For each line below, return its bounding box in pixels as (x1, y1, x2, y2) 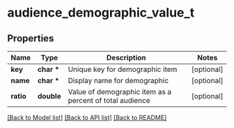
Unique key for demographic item (68, 64, 178, 74)
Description (107, 53, 146, 62)
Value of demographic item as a (68, 87, 172, 96)
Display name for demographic (68, 76, 169, 85)
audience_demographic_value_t (7, 5, 195, 21)
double (37, 91, 61, 101)
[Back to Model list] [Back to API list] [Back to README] (7, 113, 167, 122)
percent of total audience (68, 95, 151, 105)
